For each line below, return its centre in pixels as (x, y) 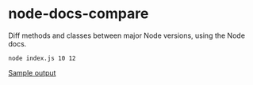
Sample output (32, 72)
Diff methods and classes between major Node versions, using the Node (127, 35)
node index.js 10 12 (42, 58)
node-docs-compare (79, 14)
